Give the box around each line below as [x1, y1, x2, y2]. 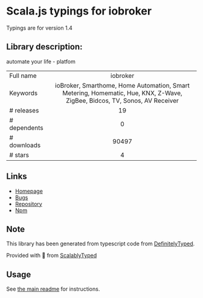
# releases [9, 106, 39, 114]
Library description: [6, 42, 83, 52]
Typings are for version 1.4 [6, 24, 72, 31]
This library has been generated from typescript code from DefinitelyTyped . [6, 240, 195, 247]
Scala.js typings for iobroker [6, 4, 152, 18]
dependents [9, 123, 43, 132]
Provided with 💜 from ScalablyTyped [6, 252, 97, 259]
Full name [9, 71, 37, 80]
